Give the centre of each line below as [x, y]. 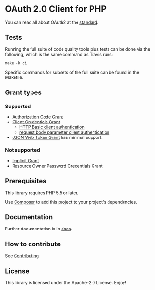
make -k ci [16, 63]
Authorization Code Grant [38, 117]
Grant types [23, 93]
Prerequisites [26, 181]
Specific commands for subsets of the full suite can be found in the [72, 72]
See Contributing [22, 256]
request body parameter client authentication [64, 132]
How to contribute [33, 244]
